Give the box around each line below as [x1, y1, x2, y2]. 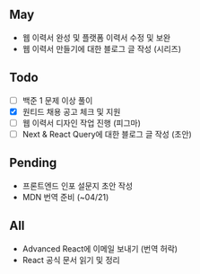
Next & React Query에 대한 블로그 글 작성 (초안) [22, 128, 193, 139]
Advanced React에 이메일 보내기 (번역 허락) [22, 243, 178, 254]
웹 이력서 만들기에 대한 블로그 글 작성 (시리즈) [22, 43, 182, 54]
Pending [9, 155, 57, 171]
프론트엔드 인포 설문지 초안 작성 [22, 180, 133, 191]
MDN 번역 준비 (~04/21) [22, 191, 109, 202]
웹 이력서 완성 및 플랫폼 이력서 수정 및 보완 [22, 31, 171, 43]
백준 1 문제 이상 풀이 [22, 94, 93, 106]
